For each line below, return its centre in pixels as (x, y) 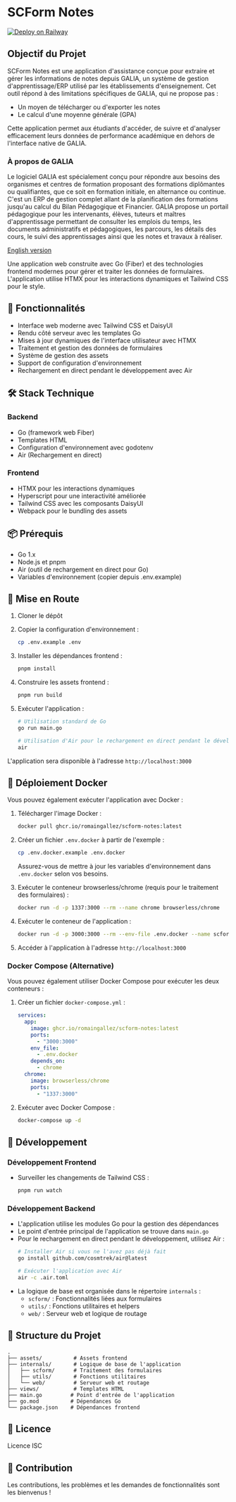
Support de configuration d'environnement (80, 363)
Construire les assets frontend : (63, 682)
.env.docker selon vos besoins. (63, 874)
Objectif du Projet (47, 54)
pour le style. (26, 287)
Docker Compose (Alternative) (61, 966)
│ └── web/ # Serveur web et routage (79, 1383)
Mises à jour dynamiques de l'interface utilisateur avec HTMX (107, 340)
